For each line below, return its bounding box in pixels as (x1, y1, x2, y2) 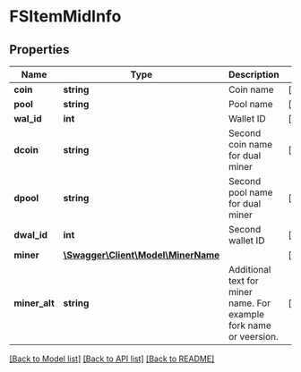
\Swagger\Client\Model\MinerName (63, 249, 220, 261)
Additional (228, 264, 271, 275)
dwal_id (13, 229, 47, 241)
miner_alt (13, 297, 56, 309)
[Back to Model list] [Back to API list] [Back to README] (9, 353, 215, 364)
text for (228, 275, 260, 287)
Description (228, 69, 279, 80)
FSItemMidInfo (9, 6, 122, 27)
